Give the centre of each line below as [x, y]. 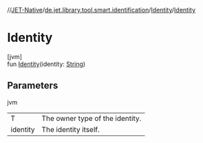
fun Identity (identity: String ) [46, 64]
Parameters [33, 86]
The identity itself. [71, 129]
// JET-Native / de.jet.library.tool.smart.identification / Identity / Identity [101, 10]
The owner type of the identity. [92, 118]
